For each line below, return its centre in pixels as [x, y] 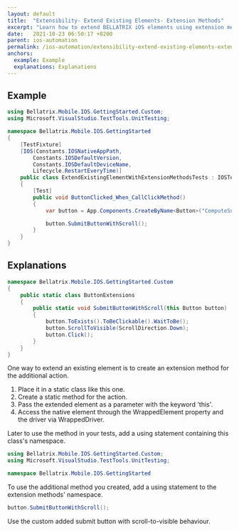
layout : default [31, 14]
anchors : [20, 54]
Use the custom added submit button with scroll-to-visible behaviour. [109, 521]
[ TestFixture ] [41, 144]
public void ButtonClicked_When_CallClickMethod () [110, 197]
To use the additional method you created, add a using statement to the [112, 487]
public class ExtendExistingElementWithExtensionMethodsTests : [117, 178]
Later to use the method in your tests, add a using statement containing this [118, 434]
